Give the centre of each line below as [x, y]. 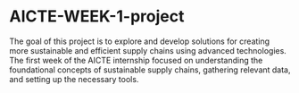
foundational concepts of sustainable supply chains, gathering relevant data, [150, 70]
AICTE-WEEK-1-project [97, 17]
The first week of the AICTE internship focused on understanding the [136, 60]
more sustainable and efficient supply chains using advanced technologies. [148, 50]
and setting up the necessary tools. [74, 79]
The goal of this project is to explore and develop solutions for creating [140, 41]
